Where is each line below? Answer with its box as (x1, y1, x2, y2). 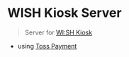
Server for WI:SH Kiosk (24, 28, 93, 37)
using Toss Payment (17, 42, 77, 50)
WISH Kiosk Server (7, 5, 122, 21)
